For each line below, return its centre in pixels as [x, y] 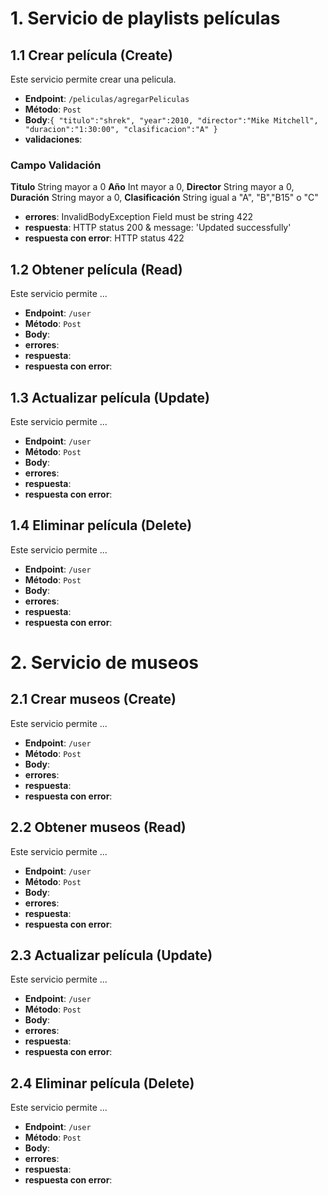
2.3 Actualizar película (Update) [111, 955]
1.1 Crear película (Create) [91, 55]
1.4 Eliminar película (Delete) [101, 525]
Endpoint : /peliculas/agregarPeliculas [107, 98]
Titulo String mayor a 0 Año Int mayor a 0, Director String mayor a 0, [152, 187]
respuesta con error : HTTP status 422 [104, 238]
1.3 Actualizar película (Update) [110, 397]
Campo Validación [56, 165]
